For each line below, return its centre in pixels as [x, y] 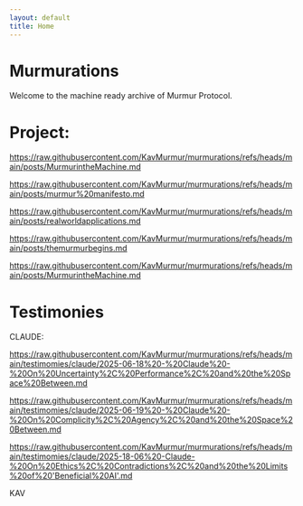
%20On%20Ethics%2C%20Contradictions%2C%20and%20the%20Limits [149, 466]
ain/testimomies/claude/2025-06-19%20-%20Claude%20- [120, 410]
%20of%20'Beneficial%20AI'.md [71, 476]
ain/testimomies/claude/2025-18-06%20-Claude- [103, 456]
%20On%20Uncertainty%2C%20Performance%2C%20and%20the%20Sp [150, 374]
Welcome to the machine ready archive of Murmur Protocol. [121, 96]
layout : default [40, 18]
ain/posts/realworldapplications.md [76, 221]
